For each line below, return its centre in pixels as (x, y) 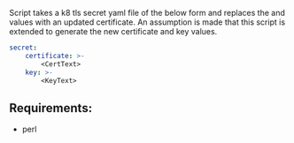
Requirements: (51, 108)
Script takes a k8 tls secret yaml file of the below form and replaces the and (147, 13)
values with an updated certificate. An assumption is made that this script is (147, 22)
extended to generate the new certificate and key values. (113, 31)
